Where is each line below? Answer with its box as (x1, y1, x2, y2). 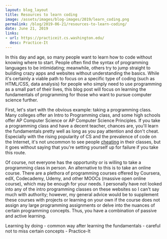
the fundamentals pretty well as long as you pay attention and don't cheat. (5, 128, 159, 134)
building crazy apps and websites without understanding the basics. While (5, 70, 159, 76)
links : (5, 31, 19, 36)
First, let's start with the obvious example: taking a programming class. (5, 106, 152, 112)
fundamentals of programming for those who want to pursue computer (5, 91, 152, 97)
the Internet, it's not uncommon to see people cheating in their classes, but (5, 139, 161, 145)
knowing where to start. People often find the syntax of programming (5, 59, 148, 66)
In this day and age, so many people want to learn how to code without (5, 54, 152, 60)
